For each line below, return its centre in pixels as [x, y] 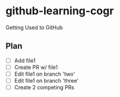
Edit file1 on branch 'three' [46, 80]
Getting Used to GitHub [34, 27]
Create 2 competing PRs [44, 87]
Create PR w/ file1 [36, 67]
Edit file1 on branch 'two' [44, 74]
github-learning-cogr [60, 11]
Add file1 [25, 60]
